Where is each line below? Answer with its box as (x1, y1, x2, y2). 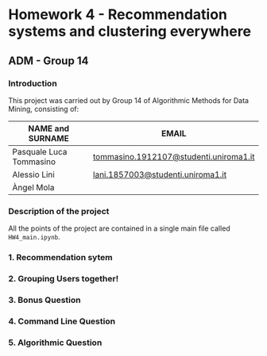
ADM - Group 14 (8, 54, 89, 67)
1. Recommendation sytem (8, 252, 113, 263)
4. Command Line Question (8, 316, 116, 327)
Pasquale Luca (12, 146, 68, 157)
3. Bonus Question (8, 294, 81, 305)
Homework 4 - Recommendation (8, 6, 228, 24)
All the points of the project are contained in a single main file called (8, 224, 230, 233)
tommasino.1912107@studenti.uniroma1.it (92, 151, 255, 162)
